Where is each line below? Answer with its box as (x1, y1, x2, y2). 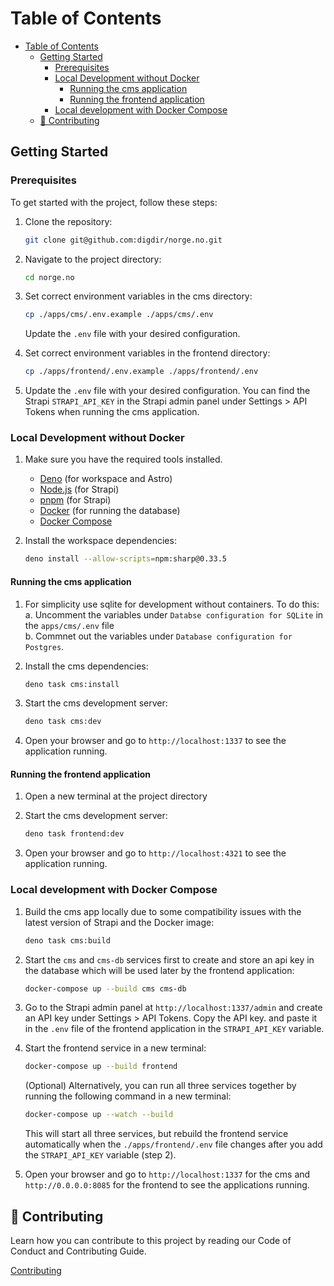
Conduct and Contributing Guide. (10, 1245, 147, 1257)
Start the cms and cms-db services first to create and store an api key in (24, 953, 315, 966)
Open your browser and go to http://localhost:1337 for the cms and (24, 1168, 311, 1181)
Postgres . (24, 640, 65, 652)
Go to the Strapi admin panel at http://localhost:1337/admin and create (24, 1002, 323, 1014)
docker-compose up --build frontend (24, 1062, 178, 1072)
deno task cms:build (24, 935, 111, 946)
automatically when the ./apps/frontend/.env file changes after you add (24, 1138, 323, 1151)
